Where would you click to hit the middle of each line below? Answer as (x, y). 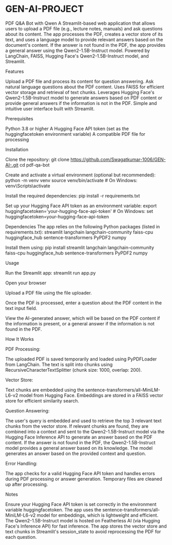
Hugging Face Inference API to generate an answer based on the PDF (79, 437)
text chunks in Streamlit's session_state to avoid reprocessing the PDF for (83, 531)
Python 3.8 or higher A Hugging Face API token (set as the (67, 129)
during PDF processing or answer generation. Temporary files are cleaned (84, 479)
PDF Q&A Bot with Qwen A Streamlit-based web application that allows (80, 23)
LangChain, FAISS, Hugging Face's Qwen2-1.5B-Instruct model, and (77, 56)
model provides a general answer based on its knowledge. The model (79, 448)
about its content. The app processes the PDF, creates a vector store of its (84, 34)
